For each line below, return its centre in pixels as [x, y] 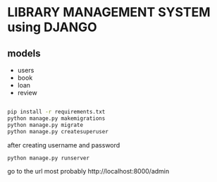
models [24, 53]
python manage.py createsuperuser [58, 131]
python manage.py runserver [49, 158]
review [27, 93]
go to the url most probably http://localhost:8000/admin [88, 171]
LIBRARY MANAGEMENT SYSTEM [109, 12]
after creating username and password [64, 145]
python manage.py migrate [45, 125]
